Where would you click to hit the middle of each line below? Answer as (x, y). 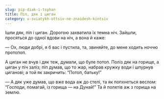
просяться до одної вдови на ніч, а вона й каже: (56, 38)
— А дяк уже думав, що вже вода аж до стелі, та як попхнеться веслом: (81, 82)
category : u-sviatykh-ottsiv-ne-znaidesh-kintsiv (57, 19)
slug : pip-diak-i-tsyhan (30, 10)
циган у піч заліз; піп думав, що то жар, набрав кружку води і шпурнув (79, 67)
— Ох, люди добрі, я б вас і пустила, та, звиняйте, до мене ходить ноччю (82, 48)
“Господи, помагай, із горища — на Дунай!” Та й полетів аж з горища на (81, 87)
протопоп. (16, 52)
